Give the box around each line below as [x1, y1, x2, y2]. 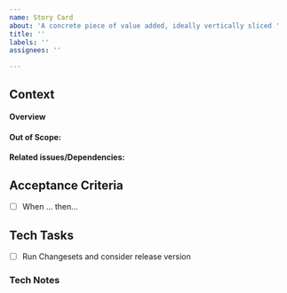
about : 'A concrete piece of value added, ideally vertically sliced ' [9, 21, 280, 30]
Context [9, 86, 55, 102]
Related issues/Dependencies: [9, 152, 125, 162]
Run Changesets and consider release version [21, 250, 191, 262]
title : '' [9, 29, 46, 38]
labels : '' [9, 37, 50, 47]
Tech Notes [9, 273, 60, 286]
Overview [9, 112, 46, 123]
